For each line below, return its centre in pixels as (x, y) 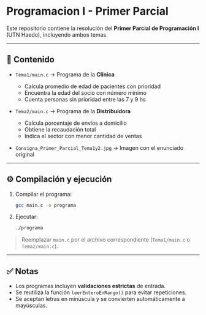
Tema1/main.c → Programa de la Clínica (65, 74)
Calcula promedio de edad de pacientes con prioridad (93, 86)
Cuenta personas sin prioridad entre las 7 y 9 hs (85, 99)
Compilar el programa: (44, 194)
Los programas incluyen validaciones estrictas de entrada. (90, 286)
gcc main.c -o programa (46, 205)
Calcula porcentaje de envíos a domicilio (75, 123)
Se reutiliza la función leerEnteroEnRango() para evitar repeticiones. (101, 292)
